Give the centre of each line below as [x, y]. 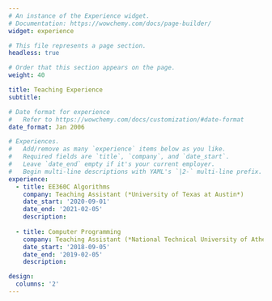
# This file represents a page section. [78, 45]
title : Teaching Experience [56, 90]
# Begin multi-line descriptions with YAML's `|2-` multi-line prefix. [136, 172]
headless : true [34, 53]
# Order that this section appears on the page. [92, 68]
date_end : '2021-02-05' [63, 210]
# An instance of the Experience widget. [79, 16]
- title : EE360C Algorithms [63, 187]
